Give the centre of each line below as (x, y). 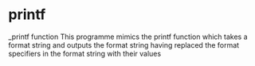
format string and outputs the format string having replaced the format (124, 45)
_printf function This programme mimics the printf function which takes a (128, 37)
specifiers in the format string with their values (85, 53)
